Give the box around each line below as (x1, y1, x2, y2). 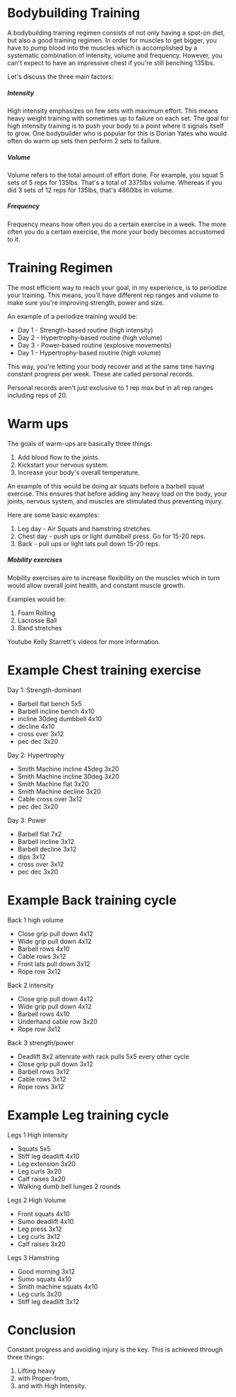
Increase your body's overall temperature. (17, 468, 140, 477)
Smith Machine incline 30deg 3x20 (17, 772, 119, 781)
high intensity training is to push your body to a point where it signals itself (7, 121, 224, 130)
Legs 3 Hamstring (7, 1253, 59, 1262)
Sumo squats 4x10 (17, 1274, 72, 1283)
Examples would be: (7, 594, 66, 603)
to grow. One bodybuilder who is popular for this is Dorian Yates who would (7, 129, 228, 138)
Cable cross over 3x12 (17, 794, 83, 803)
